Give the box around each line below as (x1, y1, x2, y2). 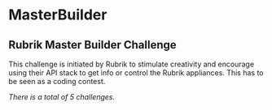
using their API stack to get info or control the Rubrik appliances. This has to (8, 68, 264, 78)
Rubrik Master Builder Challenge (8, 38, 177, 52)
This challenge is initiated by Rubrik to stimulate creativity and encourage (8, 59, 255, 69)
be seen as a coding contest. (8, 77, 106, 86)
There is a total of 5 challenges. (8, 92, 116, 102)
